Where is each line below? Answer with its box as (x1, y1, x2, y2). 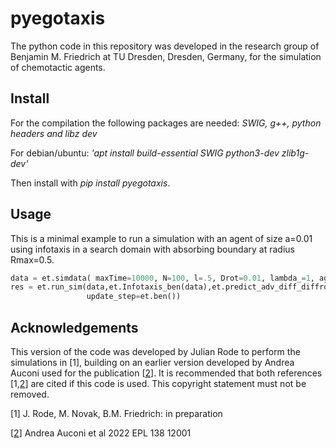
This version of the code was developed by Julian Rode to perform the (10, 346, 301, 357)
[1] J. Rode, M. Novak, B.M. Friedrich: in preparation (10, 408, 223, 419)
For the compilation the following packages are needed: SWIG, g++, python (10, 117, 322, 129)
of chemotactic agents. (10, 61, 106, 73)
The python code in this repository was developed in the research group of (10, 40, 320, 52)
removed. (10, 388, 50, 400)
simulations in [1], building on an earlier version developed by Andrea (10, 357, 295, 368)
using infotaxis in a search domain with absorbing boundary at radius (10, 243, 295, 255)
